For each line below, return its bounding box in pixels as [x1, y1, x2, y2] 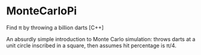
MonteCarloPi [6, 4, 77, 18]
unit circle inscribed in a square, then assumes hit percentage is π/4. [6, 42, 177, 49]
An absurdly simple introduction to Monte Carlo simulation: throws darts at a [6, 35, 196, 42]
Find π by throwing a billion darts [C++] [6, 24, 104, 31]
